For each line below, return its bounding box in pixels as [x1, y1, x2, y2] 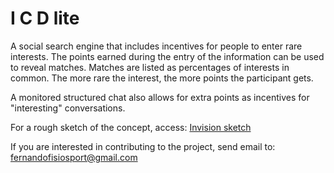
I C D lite [10, 7, 80, 30]
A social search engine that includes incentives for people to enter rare [10, 40, 303, 52]
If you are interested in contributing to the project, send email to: [10, 140, 276, 152]
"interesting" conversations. [10, 102, 126, 114]
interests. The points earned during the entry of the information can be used [10, 50, 325, 62]
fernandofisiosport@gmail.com [10, 151, 138, 163]
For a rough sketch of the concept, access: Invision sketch [10, 121, 252, 133]
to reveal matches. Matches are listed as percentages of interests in [10, 61, 290, 73]
